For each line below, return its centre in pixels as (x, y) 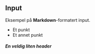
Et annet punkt (28, 35)
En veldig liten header (28, 46)
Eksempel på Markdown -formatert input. (48, 20)
